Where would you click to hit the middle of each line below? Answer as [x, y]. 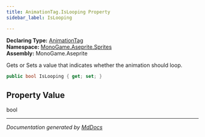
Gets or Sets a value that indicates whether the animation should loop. [95, 65]
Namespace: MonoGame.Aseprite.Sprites [59, 47]
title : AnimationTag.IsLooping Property [59, 12]
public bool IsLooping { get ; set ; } [54, 76]
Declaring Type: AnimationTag [45, 40]
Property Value [36, 95]
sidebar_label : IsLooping [39, 18]
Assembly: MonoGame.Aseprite [47, 53]
